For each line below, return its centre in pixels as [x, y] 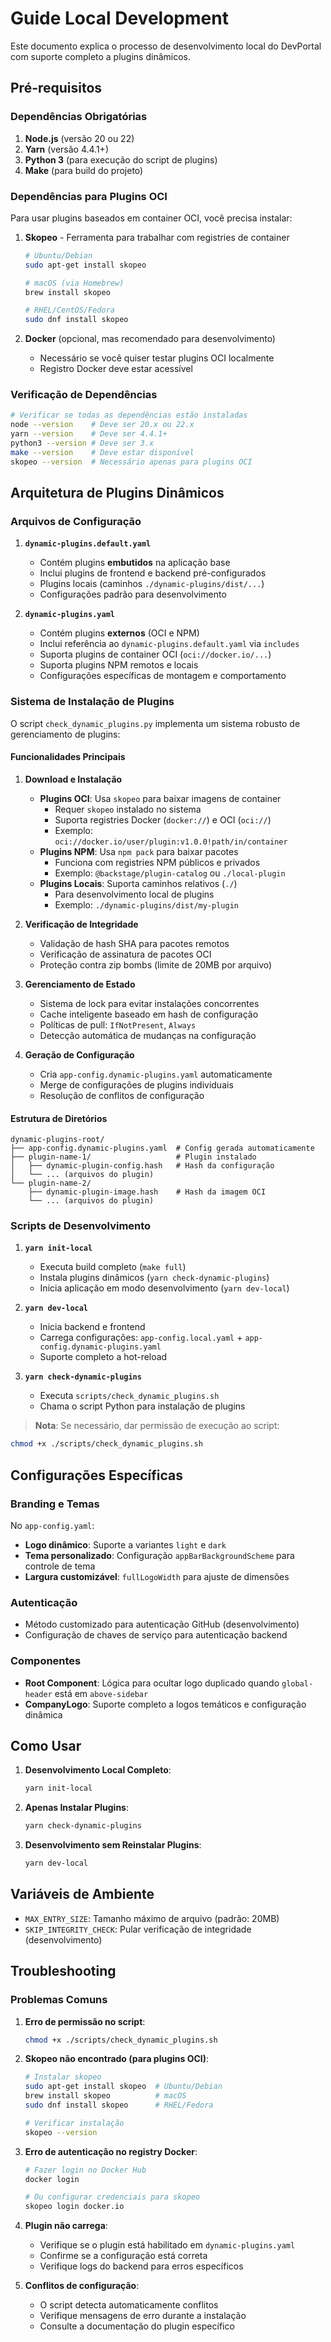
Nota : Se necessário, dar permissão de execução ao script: [157, 1426]
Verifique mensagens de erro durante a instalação [143, 2316]
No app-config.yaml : [52, 1525]
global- [297, 1683]
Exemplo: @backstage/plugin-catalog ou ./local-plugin [170, 873]
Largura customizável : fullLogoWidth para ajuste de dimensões [157, 1576]
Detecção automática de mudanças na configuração [148, 1035]
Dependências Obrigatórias [79, 117]
